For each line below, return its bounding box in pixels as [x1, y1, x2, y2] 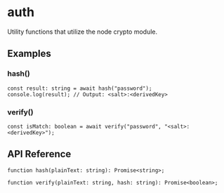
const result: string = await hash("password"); [7, 85, 152, 92]
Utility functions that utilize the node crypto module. [7, 27, 158, 36]
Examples [7, 48, 51, 60]
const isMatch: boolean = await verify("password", [7, 123, 162, 130]
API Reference [7, 148, 72, 160]
